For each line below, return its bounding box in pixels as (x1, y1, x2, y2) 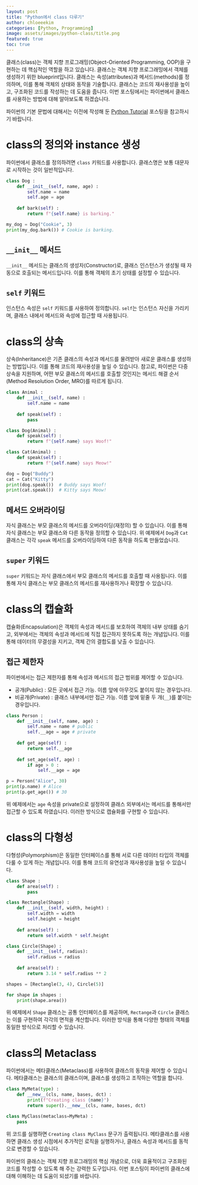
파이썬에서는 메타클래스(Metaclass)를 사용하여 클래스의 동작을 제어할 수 (6, 1067, 172, 1074)
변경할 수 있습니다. (16, 1145, 60, 1152)
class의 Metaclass (6, 1046, 97, 1060)
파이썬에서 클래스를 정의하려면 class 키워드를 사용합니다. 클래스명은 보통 (6, 159, 174, 166)
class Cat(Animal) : (6, 449, 57, 455)
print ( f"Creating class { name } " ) (27, 1097, 110, 1104)
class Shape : (6, 878, 41, 884)
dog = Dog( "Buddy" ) (6, 470, 54, 477)
